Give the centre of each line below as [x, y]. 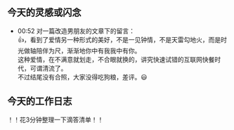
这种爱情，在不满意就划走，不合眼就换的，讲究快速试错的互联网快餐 [116, 59]
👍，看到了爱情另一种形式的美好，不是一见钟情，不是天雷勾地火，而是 [119, 39]
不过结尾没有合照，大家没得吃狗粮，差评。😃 [82, 77]
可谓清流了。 [48, 68]
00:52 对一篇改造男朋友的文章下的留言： [76, 31]
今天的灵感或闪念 [44, 13]
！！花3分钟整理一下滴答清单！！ [56, 119]
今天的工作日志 [40, 102]
